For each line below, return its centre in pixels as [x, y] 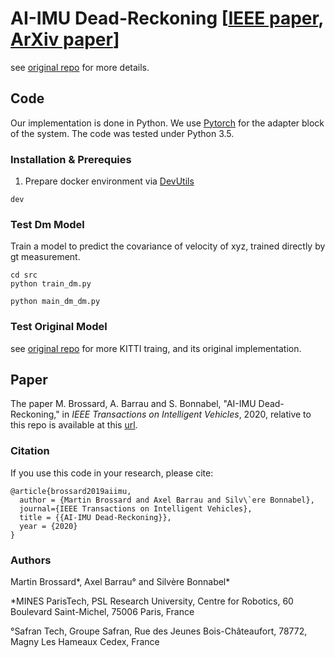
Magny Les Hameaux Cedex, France [85, 642]
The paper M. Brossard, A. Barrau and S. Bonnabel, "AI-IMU [133, 404]
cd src [24, 275]
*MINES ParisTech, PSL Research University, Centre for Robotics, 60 [152, 601]
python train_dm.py [51, 284]
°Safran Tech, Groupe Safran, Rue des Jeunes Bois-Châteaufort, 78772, [159, 631]
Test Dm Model [47, 224]
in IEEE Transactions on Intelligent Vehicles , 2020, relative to [186, 414]
